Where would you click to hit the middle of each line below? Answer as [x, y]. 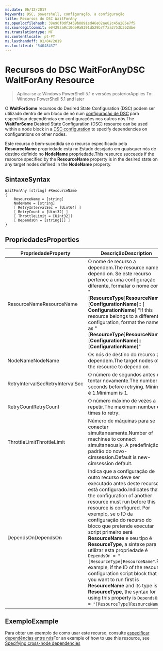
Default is [126, 457]
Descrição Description [126, 253]
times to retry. [104, 413]
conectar [98, 427]
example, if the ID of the [115, 567]
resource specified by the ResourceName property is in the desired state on [81, 159]
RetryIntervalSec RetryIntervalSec [45, 384]
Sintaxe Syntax [28, 179]
